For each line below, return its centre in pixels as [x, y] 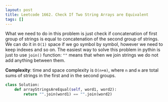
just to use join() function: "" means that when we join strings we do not [82, 55]
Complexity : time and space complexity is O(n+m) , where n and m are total [82, 70]
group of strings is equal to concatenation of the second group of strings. [82, 39]
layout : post [19, 10]
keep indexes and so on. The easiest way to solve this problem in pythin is [83, 50]
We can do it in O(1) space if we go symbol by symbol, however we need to [84, 44]
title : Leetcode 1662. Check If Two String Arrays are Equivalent [77, 15]
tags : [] [14, 19]
